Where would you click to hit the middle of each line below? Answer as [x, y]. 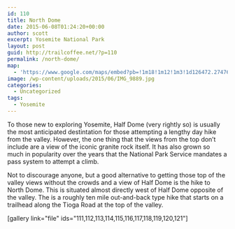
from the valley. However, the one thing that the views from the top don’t [112, 139]
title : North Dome [34, 20]
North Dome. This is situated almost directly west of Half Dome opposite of [115, 190]
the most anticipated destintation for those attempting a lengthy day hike [112, 132]
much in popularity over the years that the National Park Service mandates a [117, 154]
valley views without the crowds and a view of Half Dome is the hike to [109, 182]
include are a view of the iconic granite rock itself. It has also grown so [109, 147]
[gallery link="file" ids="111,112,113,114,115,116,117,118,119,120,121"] [98, 218]
